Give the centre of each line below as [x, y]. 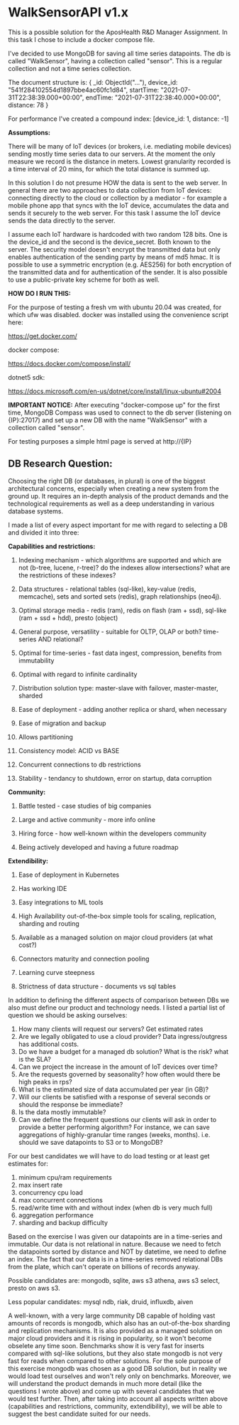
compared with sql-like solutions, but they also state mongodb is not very [115, 1353]
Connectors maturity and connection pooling [84, 959]
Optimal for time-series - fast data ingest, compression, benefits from [120, 653]
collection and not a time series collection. [70, 68]
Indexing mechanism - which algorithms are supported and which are [120, 560]
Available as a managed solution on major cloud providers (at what [116, 937]
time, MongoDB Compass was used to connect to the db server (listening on [120, 412]
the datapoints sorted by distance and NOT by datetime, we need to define [117, 1251]
